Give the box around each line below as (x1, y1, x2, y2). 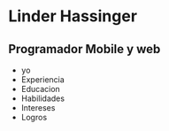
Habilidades (20, 93, 65, 104)
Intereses (20, 103, 56, 112)
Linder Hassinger (8, 6, 138, 27)
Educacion (20, 84, 61, 94)
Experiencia (20, 74, 65, 85)
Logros (20, 112, 48, 122)
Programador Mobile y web (8, 42, 161, 57)
